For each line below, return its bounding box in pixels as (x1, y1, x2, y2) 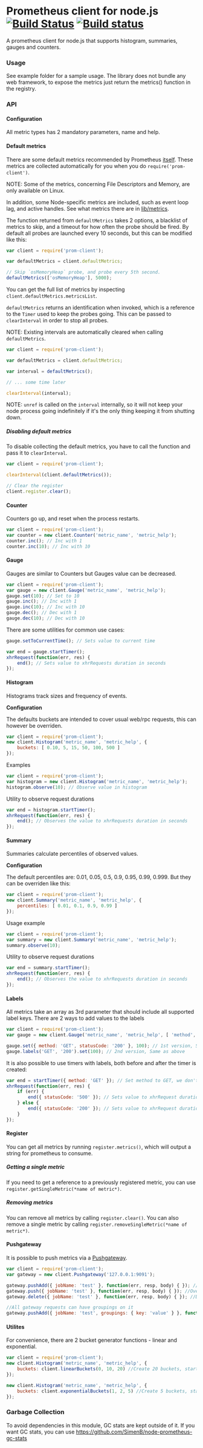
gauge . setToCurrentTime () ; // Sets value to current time (6, 638, 155, 644)
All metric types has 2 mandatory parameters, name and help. (6, 129, 160, 136)
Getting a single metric (6, 1164, 65, 1171)
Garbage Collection (6, 1408, 65, 1417)
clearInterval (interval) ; (6, 390, 71, 396)
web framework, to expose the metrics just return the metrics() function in (6, 78, 191, 86)
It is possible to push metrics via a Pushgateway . (6, 1254, 127, 1261)
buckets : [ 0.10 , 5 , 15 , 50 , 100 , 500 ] (17, 745, 120, 751)
